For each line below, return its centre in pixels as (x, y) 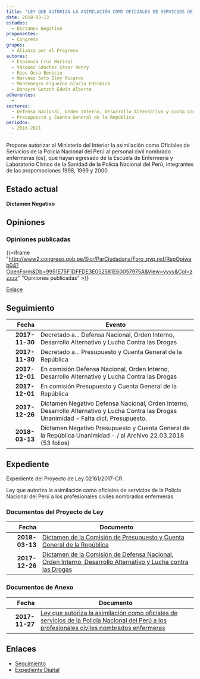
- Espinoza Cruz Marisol (42, 61)
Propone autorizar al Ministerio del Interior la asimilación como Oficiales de (98, 145)
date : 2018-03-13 (28, 17)
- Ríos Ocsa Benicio (37, 73)
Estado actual (32, 189)
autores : (17, 56)
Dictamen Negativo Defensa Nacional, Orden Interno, (115, 403)
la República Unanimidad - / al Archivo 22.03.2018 (112, 436)
